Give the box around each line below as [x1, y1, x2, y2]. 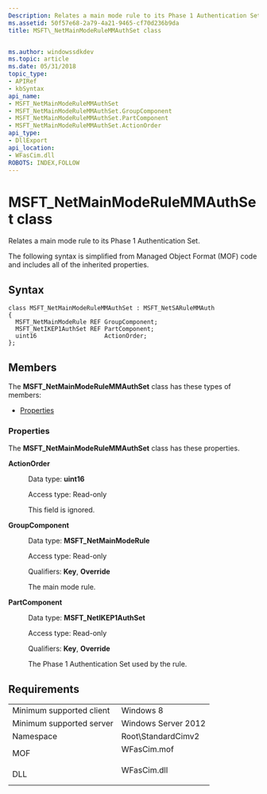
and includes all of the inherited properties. [8, 260, 149, 270]
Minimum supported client [12, 705, 110, 716]
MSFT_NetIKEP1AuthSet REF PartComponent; [15, 325, 155, 333]
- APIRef [8, 77, 37, 85]
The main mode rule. [28, 582, 96, 592]
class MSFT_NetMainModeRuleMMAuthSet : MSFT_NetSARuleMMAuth [8, 304, 215, 313]
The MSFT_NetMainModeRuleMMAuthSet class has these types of [8, 381, 232, 391]
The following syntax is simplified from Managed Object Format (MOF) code [8, 251, 257, 261]
